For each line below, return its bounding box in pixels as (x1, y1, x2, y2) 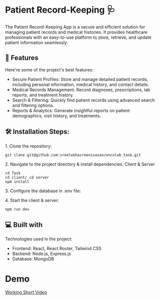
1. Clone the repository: (5, 143, 52, 149)
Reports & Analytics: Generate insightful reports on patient (12, 107, 130, 113)
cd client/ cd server (5, 175, 49, 180)
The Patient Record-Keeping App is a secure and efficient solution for (5, 24, 145, 30)
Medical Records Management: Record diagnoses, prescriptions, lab (12, 87, 151, 93)
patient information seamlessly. (5, 39, 69, 45)
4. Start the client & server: (5, 197, 59, 203)
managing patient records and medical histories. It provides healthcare (5, 29, 148, 35)
